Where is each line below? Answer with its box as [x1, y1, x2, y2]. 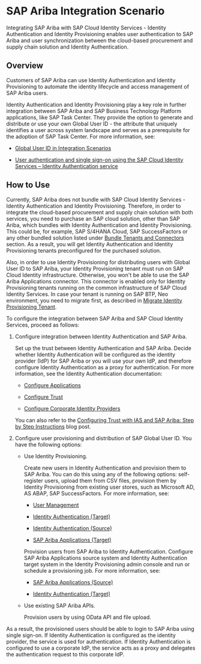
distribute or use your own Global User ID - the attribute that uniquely [6, 120, 178, 127]
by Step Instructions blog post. [14, 423, 91, 430]
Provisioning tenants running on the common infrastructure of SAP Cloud [6, 284, 187, 291]
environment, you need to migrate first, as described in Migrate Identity [6, 297, 182, 304]
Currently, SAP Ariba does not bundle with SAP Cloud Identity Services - [6, 196, 186, 203]
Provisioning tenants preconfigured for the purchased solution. [6, 247, 161, 254]
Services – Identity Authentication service [14, 162, 118, 169]
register [23, 477, 44, 484]
